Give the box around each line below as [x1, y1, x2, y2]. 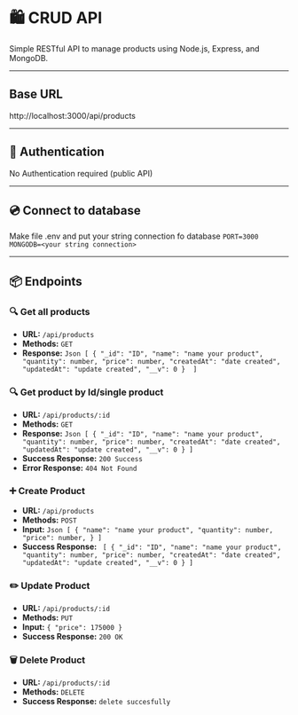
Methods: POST [21, 515, 77, 525]
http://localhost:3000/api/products [9, 110, 136, 121]
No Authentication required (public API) [9, 168, 153, 178]
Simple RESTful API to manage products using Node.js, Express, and [9, 43, 260, 54]
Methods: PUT [21, 612, 74, 623]
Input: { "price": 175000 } [21, 621, 122, 632]
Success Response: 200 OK [21, 631, 123, 641]
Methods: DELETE [21, 687, 85, 697]
